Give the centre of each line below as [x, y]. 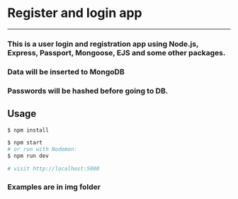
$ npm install [28, 130]
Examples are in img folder [54, 187]
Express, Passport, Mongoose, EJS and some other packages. [117, 52]
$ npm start [25, 143]
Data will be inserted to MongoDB [66, 72]
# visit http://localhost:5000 [53, 169]
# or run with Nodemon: [42, 149]
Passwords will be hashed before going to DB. [88, 91]
